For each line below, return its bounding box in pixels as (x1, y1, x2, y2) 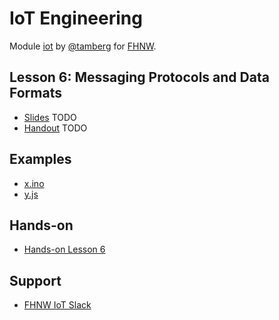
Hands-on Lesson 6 (23, 243, 106, 256)
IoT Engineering (9, 7, 143, 30)
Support (9, 272, 62, 289)
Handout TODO (23, 122, 88, 134)
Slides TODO (23, 111, 77, 123)
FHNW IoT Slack (23, 299, 92, 311)
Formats (9, 85, 62, 102)
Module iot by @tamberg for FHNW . (9, 40, 157, 52)
